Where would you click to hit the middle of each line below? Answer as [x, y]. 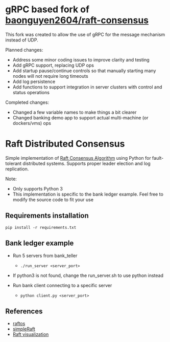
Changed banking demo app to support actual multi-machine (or [80, 117]
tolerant [14, 163]
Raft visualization [31, 334]
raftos [19, 324]
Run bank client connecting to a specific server [62, 285]
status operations [31, 92]
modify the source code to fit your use [53, 199]
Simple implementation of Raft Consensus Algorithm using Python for [78, 158]
